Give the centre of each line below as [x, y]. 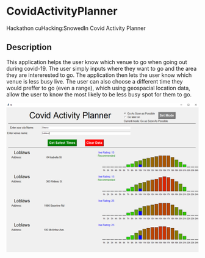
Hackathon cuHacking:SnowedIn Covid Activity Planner [76, 28]
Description [29, 47]
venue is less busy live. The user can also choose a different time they [95, 81]
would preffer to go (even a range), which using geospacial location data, [98, 88]
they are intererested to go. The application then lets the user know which [99, 75]
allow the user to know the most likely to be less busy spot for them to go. [99, 94]
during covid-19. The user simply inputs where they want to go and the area [102, 68]
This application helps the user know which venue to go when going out [97, 62]
